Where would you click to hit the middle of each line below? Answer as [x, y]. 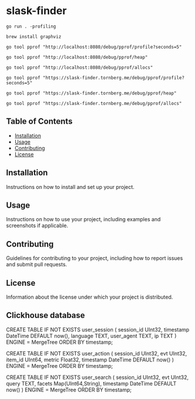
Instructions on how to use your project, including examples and [83, 219]
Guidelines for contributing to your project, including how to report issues [95, 258]
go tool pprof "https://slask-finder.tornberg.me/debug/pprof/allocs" [94, 103]
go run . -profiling [31, 26]
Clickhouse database [46, 315]
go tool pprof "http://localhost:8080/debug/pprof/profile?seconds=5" [94, 47]
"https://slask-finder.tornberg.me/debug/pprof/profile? [114, 77]
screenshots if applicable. [37, 226]
